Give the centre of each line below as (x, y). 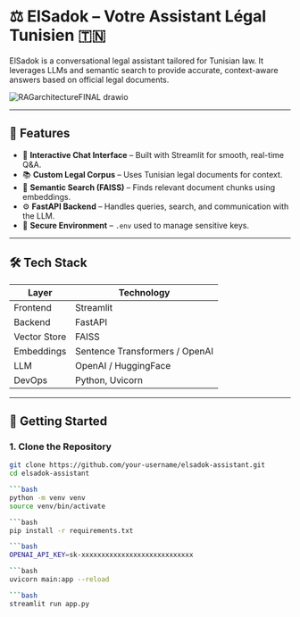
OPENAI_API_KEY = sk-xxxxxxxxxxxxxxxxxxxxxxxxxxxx (101, 555)
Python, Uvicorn (108, 379)
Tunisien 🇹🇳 (58, 35)
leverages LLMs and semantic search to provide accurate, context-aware (144, 70)
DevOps (31, 379)
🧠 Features (40, 133)
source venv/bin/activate (57, 506)
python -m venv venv (48, 497)
